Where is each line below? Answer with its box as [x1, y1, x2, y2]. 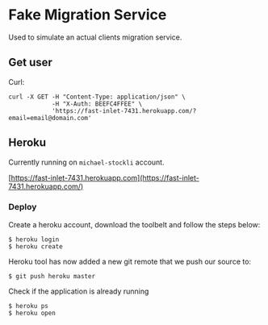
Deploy [8, 202, 37, 213]
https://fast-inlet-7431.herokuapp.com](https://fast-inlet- [10, 173, 199, 182]
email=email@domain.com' [8, 114, 92, 122]
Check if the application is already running [8, 286, 149, 296]
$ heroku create [8, 242, 63, 251]
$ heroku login [8, 235, 60, 244]
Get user [8, 56, 52, 69]
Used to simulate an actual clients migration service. [8, 32, 182, 42]
